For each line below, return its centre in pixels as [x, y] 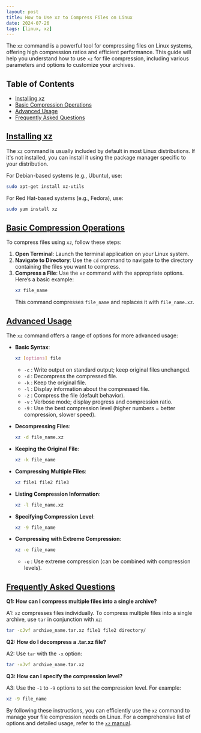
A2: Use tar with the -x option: [44, 653]
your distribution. [27, 164]
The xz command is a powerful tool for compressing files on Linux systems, [100, 46]
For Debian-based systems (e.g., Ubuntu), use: [64, 175]
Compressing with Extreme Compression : [68, 539]
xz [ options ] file [38, 358]
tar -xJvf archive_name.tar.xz [45, 664]
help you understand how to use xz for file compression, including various [97, 58]
